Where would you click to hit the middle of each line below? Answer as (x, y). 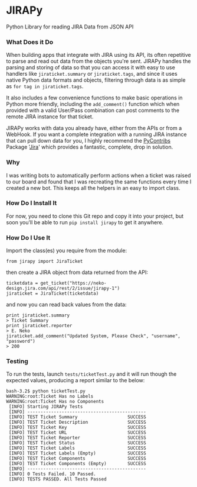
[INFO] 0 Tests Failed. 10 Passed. (52, 474)
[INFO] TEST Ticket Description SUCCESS (77, 423)
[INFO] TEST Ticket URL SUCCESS (77, 433)
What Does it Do (30, 42)
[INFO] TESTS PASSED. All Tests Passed (58, 479)
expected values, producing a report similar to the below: (75, 380)
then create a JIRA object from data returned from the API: (77, 272)
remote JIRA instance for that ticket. (50, 117)
